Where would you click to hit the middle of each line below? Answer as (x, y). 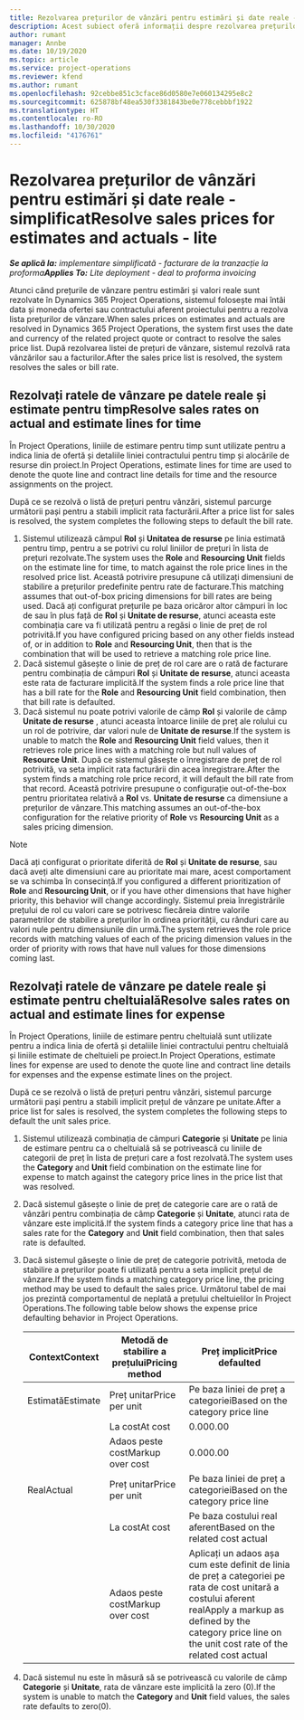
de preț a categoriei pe (237, 1576)
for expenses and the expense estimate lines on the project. (121, 1075)
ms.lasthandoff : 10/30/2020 (62, 128)
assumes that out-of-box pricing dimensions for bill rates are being (147, 596)
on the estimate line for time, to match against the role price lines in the (155, 567)
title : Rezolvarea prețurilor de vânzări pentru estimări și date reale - (153, 18)
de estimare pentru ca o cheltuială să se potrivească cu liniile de (142, 1148)
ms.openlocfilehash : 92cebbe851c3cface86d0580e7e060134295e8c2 (131, 93)
